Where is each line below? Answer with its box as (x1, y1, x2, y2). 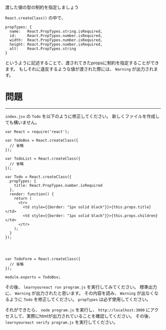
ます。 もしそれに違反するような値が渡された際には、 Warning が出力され (5, 66, 154, 72)
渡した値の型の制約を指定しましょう (5, 4, 79, 10)
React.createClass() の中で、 (5, 15, 66, 21)
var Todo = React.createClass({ (5, 174, 72, 179)
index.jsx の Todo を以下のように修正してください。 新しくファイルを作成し (5, 113, 160, 119)
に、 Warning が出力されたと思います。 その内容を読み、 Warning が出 (5, 290, 146, 296)
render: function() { (9, 192, 54, 197)
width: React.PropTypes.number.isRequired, (9, 38, 103, 42)
